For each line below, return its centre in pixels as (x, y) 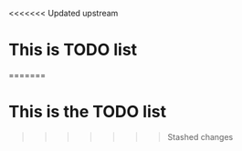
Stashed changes (200, 136)
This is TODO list (73, 50)
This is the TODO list (87, 112)
